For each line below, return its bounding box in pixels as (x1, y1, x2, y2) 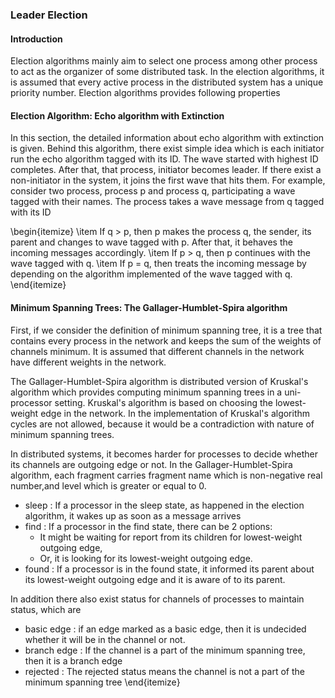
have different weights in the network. (10, 356, 167, 368)
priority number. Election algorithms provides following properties (10, 87, 281, 99)
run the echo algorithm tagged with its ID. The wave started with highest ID (10, 153, 319, 165)
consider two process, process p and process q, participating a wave (10, 185, 296, 197)
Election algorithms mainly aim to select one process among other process (10, 55, 318, 67)
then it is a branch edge (24, 654, 123, 667)
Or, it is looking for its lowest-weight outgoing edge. (39, 552, 253, 564)
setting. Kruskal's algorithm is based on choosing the (54, 396, 273, 408)
